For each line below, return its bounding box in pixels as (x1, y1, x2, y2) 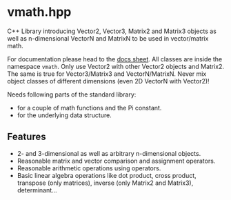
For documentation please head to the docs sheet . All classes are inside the (7, 54, 223, 63)
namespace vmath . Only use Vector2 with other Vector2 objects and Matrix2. (7, 62, 225, 70)
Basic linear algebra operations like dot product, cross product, (17, 171, 197, 179)
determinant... (17, 186, 57, 194)
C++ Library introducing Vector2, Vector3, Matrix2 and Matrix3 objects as (7, 27, 217, 35)
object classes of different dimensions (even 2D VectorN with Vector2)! (7, 77, 210, 85)
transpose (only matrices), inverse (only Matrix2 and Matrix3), (17, 179, 194, 187)
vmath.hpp (7, 4, 72, 20)
